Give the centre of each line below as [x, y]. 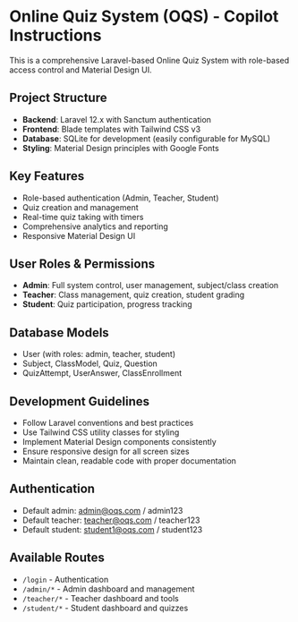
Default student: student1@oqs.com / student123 [112, 529]
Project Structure [58, 98]
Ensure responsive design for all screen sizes [106, 451]
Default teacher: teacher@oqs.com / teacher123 [111, 520]
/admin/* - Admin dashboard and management [108, 589]
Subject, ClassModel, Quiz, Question [90, 363]
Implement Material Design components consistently [119, 442]
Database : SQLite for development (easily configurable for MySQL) [146, 138]
